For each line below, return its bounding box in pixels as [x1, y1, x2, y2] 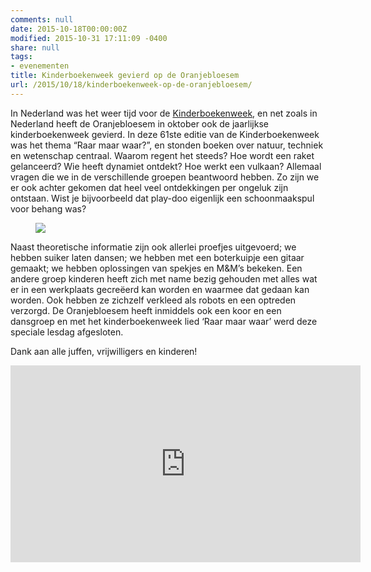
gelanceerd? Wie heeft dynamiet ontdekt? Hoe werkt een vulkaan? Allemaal [10, 160, 322, 172]
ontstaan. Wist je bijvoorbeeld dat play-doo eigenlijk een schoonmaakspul [10, 192, 315, 204]
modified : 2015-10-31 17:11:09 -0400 [10, 33, 168, 43]
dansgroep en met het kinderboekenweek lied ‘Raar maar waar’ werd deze [10, 315, 318, 327]
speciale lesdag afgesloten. [10, 326, 124, 338]
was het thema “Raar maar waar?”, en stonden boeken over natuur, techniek [10, 139, 324, 151]
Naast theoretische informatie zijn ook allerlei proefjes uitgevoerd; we [10, 241, 297, 253]
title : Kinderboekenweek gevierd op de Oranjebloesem [10, 71, 240, 81]
